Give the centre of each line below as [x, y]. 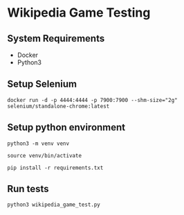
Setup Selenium [42, 84]
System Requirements [56, 38]
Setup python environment [66, 127]
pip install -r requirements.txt [55, 168]
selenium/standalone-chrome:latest [58, 106]
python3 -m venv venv [38, 144]
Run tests [28, 189]
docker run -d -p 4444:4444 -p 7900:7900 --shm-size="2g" [92, 100]
